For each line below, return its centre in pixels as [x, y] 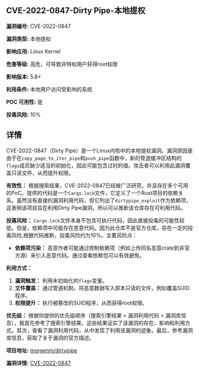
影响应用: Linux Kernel [33, 51]
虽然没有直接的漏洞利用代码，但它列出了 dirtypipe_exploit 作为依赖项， [104, 200]
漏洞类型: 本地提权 [29, 39]
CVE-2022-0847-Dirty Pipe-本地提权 [76, 11]
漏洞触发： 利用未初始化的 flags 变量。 [61, 280]
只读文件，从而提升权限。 [42, 173]
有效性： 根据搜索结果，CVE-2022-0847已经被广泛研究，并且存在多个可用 [97, 185]
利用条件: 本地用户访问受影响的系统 [49, 89]
